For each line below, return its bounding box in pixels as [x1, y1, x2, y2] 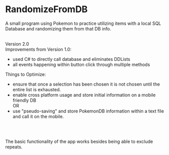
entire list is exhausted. [12, 86, 61, 92]
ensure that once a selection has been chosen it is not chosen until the [12, 81, 160, 87]
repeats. [5, 143, 23, 150]
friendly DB [12, 97, 36, 103]
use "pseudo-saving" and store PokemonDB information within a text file [12, 108, 164, 114]
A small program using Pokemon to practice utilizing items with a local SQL [5, 20, 161, 26]
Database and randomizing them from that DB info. [5, 25, 111, 31]
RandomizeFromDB [5, 4, 88, 15]
